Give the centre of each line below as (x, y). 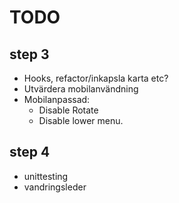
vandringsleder (55, 187)
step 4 (30, 152)
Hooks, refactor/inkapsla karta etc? (96, 78)
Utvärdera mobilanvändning (81, 89)
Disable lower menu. (81, 120)
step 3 (29, 54)
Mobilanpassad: (57, 99)
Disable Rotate (68, 110)
